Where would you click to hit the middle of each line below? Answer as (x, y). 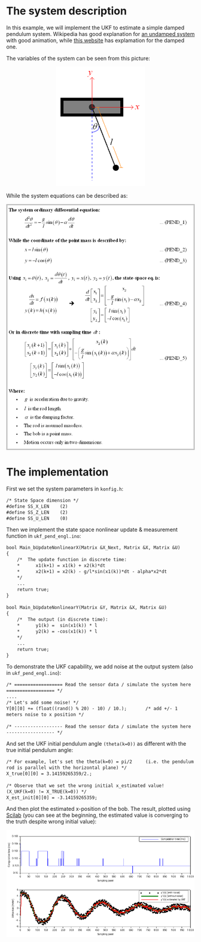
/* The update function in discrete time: (72, 560)
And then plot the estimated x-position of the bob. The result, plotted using (98, 809)
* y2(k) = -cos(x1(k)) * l (57, 632)
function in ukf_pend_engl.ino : (44, 536)
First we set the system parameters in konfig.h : (65, 489)
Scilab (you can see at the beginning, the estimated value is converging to (97, 815)
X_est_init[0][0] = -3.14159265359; (52, 798)
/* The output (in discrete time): (63, 620)
